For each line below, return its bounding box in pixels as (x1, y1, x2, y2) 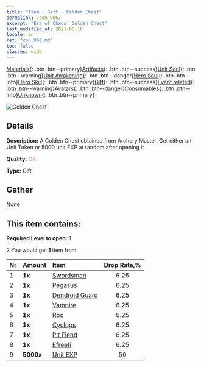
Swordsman (52, 271, 86, 280)
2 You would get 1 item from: (6, 246, 78, 254)
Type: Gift (6, 167, 32, 174)
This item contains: (6, 218, 81, 229)
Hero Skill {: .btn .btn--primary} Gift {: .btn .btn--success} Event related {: (18, 78, 195, 85)
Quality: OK (6, 155, 37, 162)
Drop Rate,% (104, 261, 141, 269)
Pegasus (52, 281, 77, 290)
